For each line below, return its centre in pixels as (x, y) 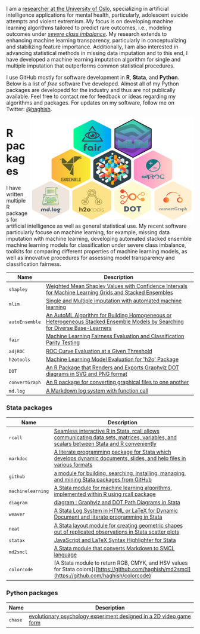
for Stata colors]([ (76, 569)
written (15, 194)
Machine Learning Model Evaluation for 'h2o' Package (112, 359)
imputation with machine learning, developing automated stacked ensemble (99, 238)
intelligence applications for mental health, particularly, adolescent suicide (97, 15)
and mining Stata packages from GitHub (103, 479)
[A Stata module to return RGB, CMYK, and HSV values (121, 563)
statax (17, 540)
